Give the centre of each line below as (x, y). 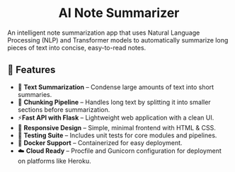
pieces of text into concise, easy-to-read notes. (77, 47)
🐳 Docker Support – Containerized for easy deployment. (100, 142)
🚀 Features (31, 70)
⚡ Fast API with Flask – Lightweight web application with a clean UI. (116, 117)
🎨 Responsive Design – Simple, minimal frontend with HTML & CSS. (116, 127)
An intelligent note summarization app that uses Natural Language (104, 33)
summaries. (35, 94)
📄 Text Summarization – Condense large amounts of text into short (116, 87)
